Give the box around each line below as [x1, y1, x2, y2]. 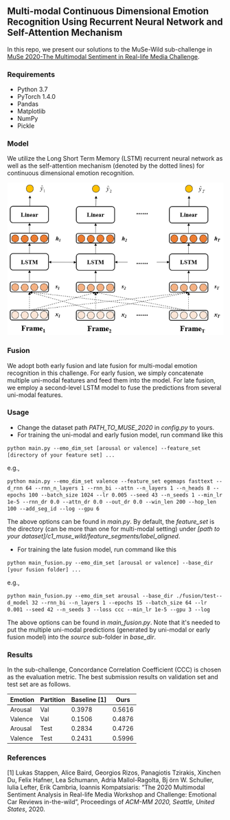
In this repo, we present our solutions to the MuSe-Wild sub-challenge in [7, 45, 213, 54]
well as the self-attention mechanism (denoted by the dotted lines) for [7, 161, 205, 170]
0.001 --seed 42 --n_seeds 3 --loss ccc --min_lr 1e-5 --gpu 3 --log [7, 606, 211, 613]
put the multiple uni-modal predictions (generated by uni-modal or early [7, 625, 211, 634]
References [7, 753, 47, 763]
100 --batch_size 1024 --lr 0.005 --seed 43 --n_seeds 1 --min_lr [28, 491, 223, 499]
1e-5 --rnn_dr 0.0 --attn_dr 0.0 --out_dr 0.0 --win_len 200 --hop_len [7, 498, 216, 505]
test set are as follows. [7, 680, 71, 689]
